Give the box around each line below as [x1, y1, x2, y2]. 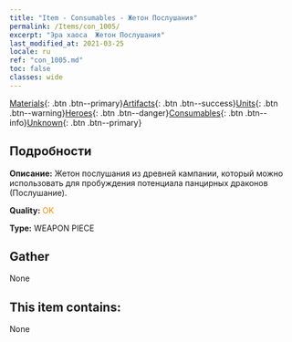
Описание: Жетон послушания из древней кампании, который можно [9, 168, 284, 179]
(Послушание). [9, 187, 68, 198]
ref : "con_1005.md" [9, 56, 84, 65]
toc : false [9, 65, 51, 74]
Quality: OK [9, 204, 55, 215]
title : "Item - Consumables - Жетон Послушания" [9, 13, 198, 23]
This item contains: [9, 299, 121, 315]
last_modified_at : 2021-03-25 [9, 38, 125, 48]
